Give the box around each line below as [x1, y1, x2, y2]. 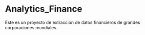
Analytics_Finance [5, 3, 83, 15]
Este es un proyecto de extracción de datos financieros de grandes [5, 19, 141, 25]
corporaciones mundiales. [5, 24, 58, 30]
